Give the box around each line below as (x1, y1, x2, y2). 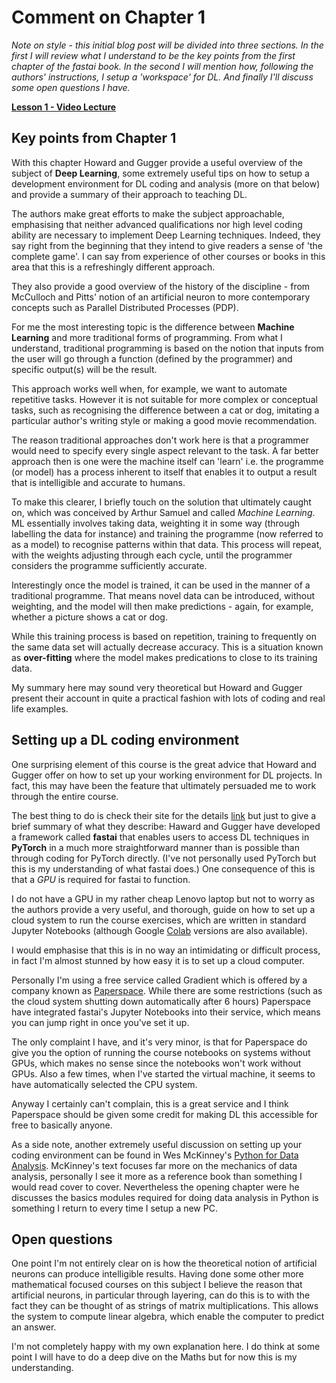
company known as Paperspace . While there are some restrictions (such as (11, 984, 323, 996)
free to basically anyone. (11, 1119, 113, 1131)
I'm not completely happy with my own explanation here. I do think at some (11, 1341, 321, 1353)
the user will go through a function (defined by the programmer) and (11, 352, 293, 365)
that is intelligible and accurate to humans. (11, 476, 186, 488)
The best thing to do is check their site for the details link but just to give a (11, 809, 317, 821)
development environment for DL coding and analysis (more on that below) (11, 177, 321, 190)
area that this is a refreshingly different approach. (11, 261, 216, 273)
